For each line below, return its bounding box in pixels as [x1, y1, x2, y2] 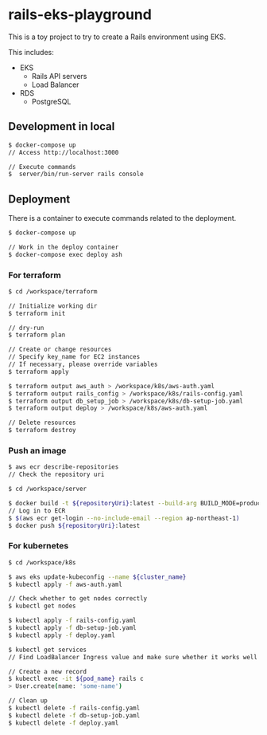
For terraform [8, 269, 61, 281]
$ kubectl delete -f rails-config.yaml [8, 704, 141, 713]
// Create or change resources [8, 345, 112, 354]
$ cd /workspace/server [8, 485, 87, 493]
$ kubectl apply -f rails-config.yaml [8, 616, 137, 625]
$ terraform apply [8, 367, 69, 375]
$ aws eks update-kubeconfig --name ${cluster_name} [8, 572, 187, 581]
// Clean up [8, 697, 48, 705]
